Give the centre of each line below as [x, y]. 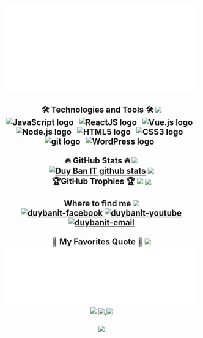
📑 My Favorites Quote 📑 [98, 242]
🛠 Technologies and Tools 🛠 [98, 109]
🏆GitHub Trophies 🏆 [93, 181]
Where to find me [98, 203]
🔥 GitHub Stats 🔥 [98, 160]
